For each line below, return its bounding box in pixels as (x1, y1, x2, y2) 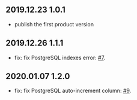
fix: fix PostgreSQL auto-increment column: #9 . (14, 87, 132, 95)
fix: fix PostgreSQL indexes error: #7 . (14, 54, 106, 61)
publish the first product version (14, 20, 94, 28)
